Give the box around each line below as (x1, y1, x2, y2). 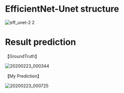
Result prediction (5, 37, 76, 48)
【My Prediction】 (5, 73, 42, 79)
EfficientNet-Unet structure (5, 3, 120, 15)
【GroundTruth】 (5, 53, 40, 59)
